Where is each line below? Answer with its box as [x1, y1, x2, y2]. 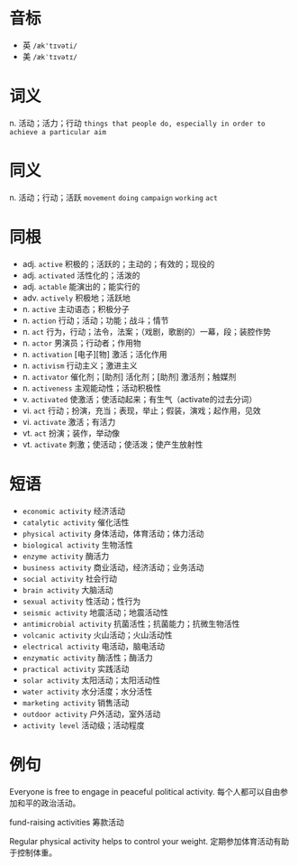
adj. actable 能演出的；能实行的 [22, 281, 140, 291]
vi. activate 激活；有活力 [22, 416, 116, 427]
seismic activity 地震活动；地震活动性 [22, 606, 169, 618]
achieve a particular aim [9, 127, 106, 136]
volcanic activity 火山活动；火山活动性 [22, 629, 173, 640]
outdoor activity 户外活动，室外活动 [22, 708, 161, 719]
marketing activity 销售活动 [22, 696, 130, 708]
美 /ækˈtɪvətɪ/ [22, 51, 78, 61]
